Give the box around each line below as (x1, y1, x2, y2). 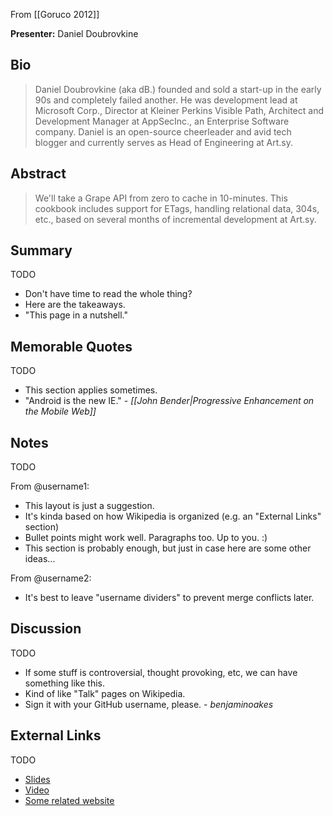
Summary (10, 242, 73, 259)
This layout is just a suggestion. (24, 500, 155, 512)
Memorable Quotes (10, 338, 133, 355)
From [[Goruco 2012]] (10, 9, 100, 20)
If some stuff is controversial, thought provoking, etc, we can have (24, 666, 298, 678)
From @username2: (10, 572, 92, 584)
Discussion (10, 620, 82, 638)
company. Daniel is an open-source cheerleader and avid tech (34, 125, 292, 138)
